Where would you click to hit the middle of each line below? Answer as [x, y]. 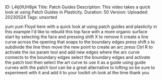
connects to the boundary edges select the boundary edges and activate [78, 57]
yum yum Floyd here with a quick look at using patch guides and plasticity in [81, 27]
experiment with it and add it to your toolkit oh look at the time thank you [77, 73]
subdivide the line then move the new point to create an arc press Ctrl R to [79, 47]
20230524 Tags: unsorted [31, 17]
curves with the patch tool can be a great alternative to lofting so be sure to [80, 67]
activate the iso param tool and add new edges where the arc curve [72, 52]
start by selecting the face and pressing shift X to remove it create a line [77, 37]
